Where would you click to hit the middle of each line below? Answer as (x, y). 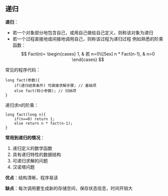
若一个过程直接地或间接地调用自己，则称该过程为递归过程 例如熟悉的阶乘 (88, 38)
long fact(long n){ (26, 114)
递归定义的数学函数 (32, 148)
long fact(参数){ (23, 80)
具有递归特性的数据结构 (37, 154)
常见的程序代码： (23, 69)
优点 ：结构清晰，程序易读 (32, 177)
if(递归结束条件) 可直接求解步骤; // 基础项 (55, 85)
